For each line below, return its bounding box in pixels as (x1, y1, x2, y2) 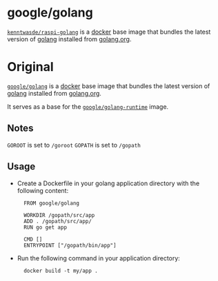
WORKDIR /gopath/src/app (23, 211, 95, 218)
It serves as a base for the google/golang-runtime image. (7, 102, 169, 111)
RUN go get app (23, 224, 68, 231)
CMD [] (23, 236, 43, 242)
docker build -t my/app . (23, 267, 98, 274)
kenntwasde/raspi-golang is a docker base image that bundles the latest (7, 28, 211, 36)
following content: (17, 186, 69, 194)
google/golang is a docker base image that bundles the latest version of (7, 81, 210, 90)
